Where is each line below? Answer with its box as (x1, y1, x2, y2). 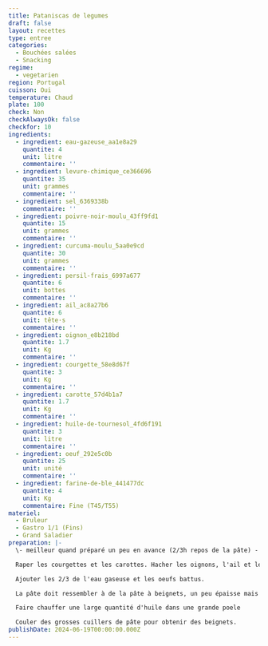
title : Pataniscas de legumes (8, 11, 109, 20)
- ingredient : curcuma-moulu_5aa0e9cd (15, 242, 145, 250)
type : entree (8, 34, 52, 42)
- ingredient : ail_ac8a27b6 (15, 301, 109, 309)
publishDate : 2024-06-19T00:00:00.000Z (8, 626, 141, 634)
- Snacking (15, 57, 52, 65)
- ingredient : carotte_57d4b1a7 (15, 390, 124, 398)
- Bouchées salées (15, 49, 77, 57)
